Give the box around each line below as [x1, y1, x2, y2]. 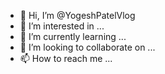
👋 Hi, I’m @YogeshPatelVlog [19, 10, 136, 21]
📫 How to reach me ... [19, 53, 113, 64]
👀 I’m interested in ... [19, 20, 105, 32]
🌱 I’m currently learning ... [19, 31, 127, 42]
